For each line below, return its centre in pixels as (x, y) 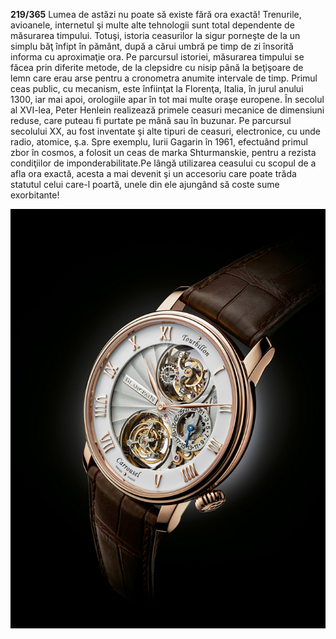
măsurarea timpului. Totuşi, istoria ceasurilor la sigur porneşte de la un (155, 35)
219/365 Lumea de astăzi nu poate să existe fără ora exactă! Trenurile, (156, 14)
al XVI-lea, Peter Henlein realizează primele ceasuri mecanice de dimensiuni (167, 110)
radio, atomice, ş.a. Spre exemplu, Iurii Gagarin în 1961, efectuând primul (159, 142)
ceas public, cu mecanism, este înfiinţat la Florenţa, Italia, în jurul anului (157, 88)
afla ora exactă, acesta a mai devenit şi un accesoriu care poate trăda (153, 173)
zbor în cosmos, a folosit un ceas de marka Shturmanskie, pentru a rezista (163, 152)
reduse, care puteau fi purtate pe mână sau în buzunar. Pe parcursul (151, 120)
